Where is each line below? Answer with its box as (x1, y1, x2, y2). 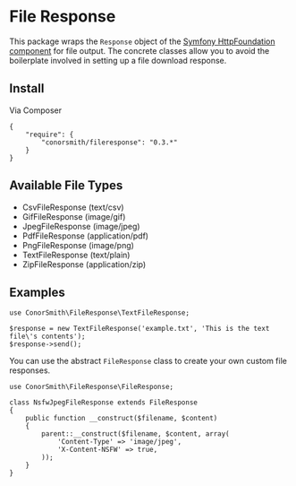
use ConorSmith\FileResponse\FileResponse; (9, 383, 174, 392)
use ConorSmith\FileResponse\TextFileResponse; (9, 308, 190, 317)
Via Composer (9, 105, 63, 116)
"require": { (25, 130, 74, 139)
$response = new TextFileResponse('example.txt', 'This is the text (9, 325, 270, 334)
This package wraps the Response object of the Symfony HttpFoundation (9, 36, 275, 47)
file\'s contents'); (9, 332, 87, 342)
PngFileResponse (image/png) (21, 239, 134, 250)
